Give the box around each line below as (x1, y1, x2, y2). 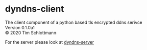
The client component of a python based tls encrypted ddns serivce (5, 19, 143, 25)
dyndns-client (5, 3, 65, 15)
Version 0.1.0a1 (5, 24, 35, 30)
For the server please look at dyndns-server (5, 39, 94, 45)
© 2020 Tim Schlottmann (5, 30, 56, 35)
